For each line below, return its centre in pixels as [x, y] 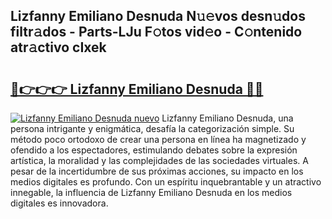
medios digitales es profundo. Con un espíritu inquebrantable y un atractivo [166, 182]
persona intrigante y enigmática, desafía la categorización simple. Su [152, 128]
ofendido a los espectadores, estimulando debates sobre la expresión [154, 150]
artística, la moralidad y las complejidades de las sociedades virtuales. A [159, 160]
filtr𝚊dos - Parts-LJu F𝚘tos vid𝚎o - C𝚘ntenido [156, 32]
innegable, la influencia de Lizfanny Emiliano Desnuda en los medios [151, 192]
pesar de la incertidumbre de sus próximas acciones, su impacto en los [157, 171]
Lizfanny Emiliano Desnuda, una [227, 118]
